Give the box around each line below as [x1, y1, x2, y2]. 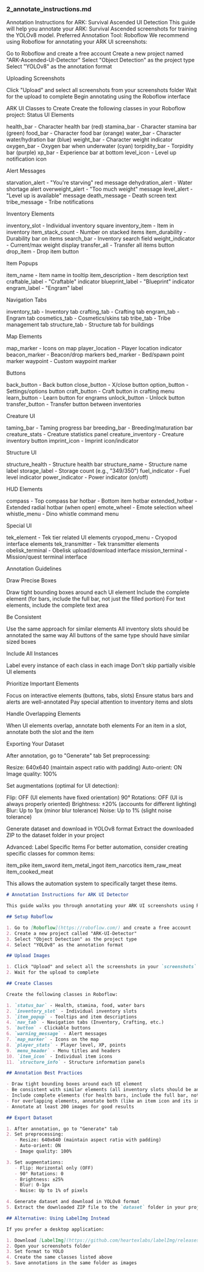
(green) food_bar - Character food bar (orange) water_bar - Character [6, 130, 182, 137]
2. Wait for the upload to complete [6, 969, 99, 976]
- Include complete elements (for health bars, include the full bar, [6, 1092, 189, 1098]
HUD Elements [6, 486, 43, 493]
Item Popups [6, 260, 38, 267]
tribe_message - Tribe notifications [6, 199, 94, 206]
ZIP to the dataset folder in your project [6, 832, 104, 839]
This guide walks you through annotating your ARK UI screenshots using [6, 903, 194, 909]
